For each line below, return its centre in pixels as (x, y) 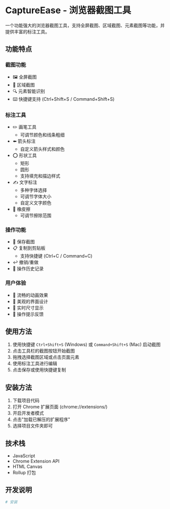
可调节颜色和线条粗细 (42, 135)
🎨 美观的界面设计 (30, 301)
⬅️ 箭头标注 (24, 141)
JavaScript (24, 455)
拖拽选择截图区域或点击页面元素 (46, 357)
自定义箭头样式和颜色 (42, 149)
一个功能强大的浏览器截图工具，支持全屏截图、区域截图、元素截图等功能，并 (85, 25)
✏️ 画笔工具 (25, 126)
